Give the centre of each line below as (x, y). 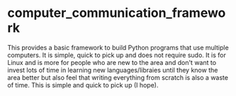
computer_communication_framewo (117, 13)
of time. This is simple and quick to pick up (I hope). (83, 85)
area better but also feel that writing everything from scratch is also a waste (118, 77)
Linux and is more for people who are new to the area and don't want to (112, 62)
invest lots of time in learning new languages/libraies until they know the (113, 70)
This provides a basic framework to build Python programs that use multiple (118, 47)
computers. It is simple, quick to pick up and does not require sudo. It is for (117, 55)
